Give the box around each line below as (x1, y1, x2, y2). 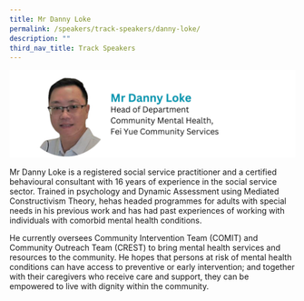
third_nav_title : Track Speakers (9, 44, 136, 53)
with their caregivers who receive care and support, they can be (9, 271, 250, 282)
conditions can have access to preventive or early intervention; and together (9, 261, 295, 272)
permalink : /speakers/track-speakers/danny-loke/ (9, 24, 201, 34)
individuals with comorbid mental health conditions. (9, 215, 202, 226)
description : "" (9, 34, 71, 43)
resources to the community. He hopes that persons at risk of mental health (9, 251, 292, 263)
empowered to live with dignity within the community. (9, 280, 210, 291)
